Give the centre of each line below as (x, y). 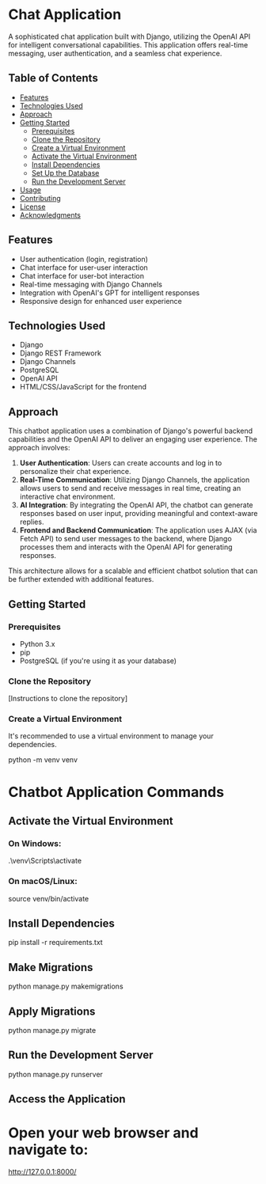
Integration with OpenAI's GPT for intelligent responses (110, 292)
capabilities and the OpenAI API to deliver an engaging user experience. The (133, 439)
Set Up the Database (65, 173)
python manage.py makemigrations (66, 986)
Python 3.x (37, 643)
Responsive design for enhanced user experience (101, 301)
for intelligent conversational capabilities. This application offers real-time (128, 44)
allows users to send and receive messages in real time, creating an (130, 488)
